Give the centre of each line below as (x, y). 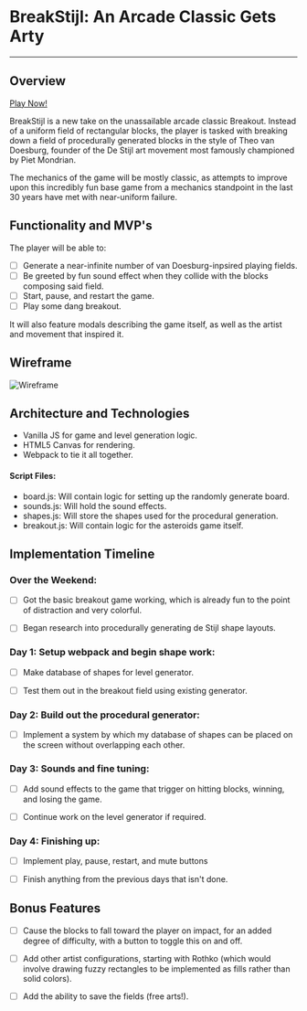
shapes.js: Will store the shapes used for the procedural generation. (150, 516)
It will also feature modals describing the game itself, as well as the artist (146, 324)
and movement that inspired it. (67, 334)
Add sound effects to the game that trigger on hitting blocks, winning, (153, 789)
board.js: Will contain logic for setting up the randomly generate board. (156, 496)
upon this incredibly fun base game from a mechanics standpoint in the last (152, 187)
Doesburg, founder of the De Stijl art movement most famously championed (152, 150)
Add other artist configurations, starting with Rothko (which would (147, 958)
